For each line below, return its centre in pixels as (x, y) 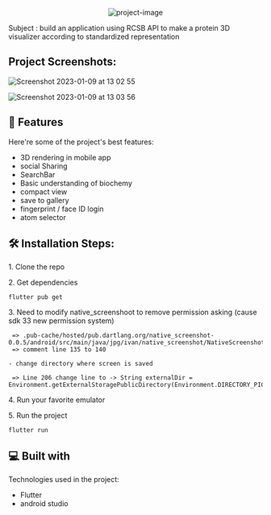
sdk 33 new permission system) (61, 321)
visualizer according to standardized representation (94, 37)
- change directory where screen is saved (81, 364)
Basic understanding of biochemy (76, 183)
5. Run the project (38, 416)
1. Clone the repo (37, 267)
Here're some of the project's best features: (81, 142)
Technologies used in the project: (64, 480)
